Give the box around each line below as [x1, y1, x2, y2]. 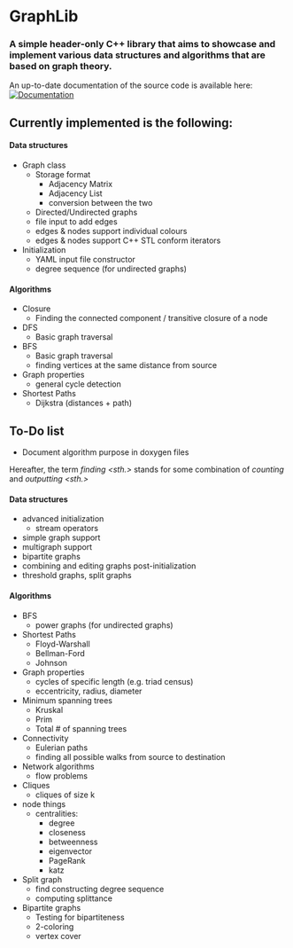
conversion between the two [48, 198, 153, 208]
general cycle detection [35, 379, 122, 389]
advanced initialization [21, 513, 104, 524]
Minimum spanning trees [21, 694, 113, 706]
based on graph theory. [9, 60, 112, 73]
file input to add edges [35, 216, 118, 227]
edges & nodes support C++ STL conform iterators [35, 235, 221, 246]
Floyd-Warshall [35, 639, 90, 649]
